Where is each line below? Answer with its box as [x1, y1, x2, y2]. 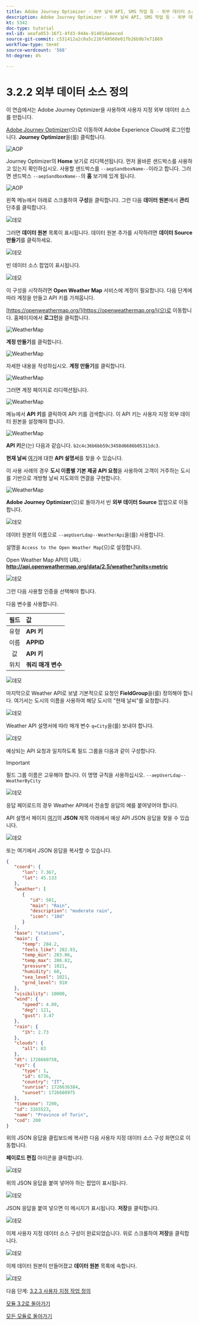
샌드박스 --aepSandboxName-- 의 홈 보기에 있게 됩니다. [12, 172, 136, 179]
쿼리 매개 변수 [25, 660, 62, 669]
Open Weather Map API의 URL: [6, 556, 82, 563]
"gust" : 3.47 [21, 1013, 54, 1019]
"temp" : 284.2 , [21, 941, 60, 947]
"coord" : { [14, 864, 41, 870]
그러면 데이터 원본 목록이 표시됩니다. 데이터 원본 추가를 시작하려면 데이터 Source [6, 229, 192, 236]
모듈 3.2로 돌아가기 [6, 1300, 50, 1307]
